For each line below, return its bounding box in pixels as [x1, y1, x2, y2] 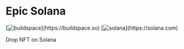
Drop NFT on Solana [5, 36, 57, 43]
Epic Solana [5, 4, 66, 18]
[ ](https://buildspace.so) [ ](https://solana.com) [5, 24, 179, 31]
